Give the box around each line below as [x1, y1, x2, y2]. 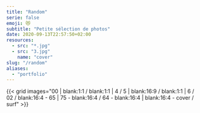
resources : [6, 37, 34, 43]
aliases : [6, 65, 29, 72]
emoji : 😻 [6, 20, 30, 26]
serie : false [6, 15, 40, 21]
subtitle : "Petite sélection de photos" [6, 26, 111, 32]
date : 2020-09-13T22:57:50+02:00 [6, 32, 91, 38]
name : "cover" [17, 54, 53, 60]
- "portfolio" [12, 71, 48, 77]
